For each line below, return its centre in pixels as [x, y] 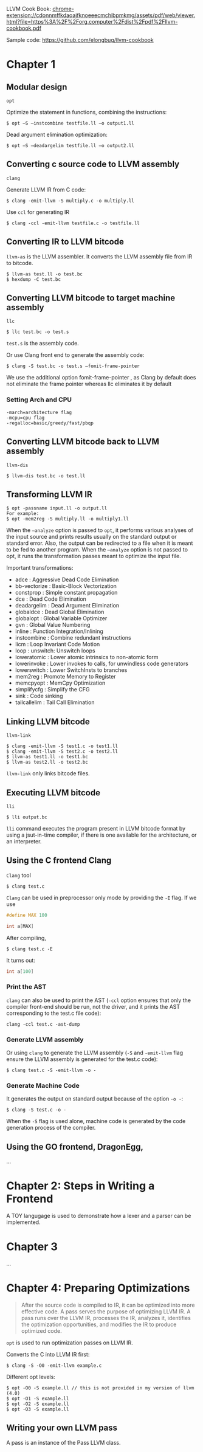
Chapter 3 [32, 1247]
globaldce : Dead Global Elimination [60, 612]
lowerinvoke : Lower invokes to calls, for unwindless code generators [101, 664]
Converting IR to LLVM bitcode [65, 242]
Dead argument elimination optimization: [57, 134]
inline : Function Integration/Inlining [59, 631]
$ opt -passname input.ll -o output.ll [57, 508]
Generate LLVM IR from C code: [46, 189]
